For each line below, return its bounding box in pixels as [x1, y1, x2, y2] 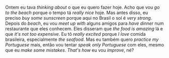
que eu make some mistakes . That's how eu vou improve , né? [5, 47, 134, 53]
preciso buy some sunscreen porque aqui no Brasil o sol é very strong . [5, 15, 152, 21]
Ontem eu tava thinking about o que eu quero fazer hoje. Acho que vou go [5, 5, 160, 10]
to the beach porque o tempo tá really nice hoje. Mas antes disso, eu [5, 10, 148, 16]
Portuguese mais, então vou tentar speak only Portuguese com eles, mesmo [5, 42, 164, 47]
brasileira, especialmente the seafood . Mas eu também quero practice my [5, 36, 159, 42]
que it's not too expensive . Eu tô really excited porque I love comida [5, 31, 146, 37]
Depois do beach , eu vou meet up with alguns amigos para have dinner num [5, 20, 164, 26]
